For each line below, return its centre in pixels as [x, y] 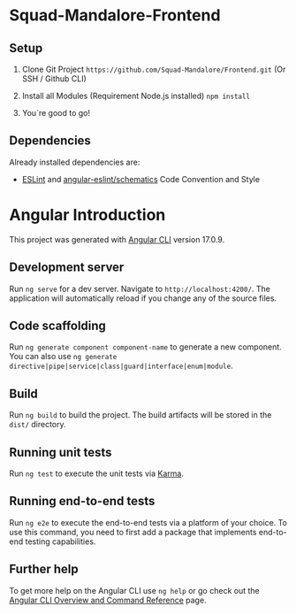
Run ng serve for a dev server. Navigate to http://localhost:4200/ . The [140, 288]
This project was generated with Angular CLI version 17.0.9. [117, 239]
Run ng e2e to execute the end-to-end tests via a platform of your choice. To [148, 522]
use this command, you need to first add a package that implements [133, 532]
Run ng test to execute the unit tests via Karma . [96, 473]
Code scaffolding [57, 325]
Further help [44, 569]
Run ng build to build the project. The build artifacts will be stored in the [140, 415]
